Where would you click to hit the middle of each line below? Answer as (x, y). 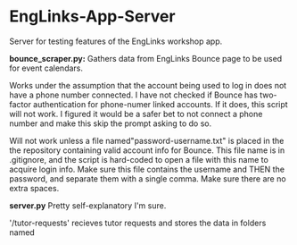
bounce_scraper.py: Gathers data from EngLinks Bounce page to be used (146, 58)
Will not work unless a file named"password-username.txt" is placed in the (147, 140)
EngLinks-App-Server (92, 17)
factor (20, 104)
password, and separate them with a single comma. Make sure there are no (148, 178)
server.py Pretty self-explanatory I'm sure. (88, 205)
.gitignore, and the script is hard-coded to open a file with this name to (139, 159)
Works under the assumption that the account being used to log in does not (148, 85)
